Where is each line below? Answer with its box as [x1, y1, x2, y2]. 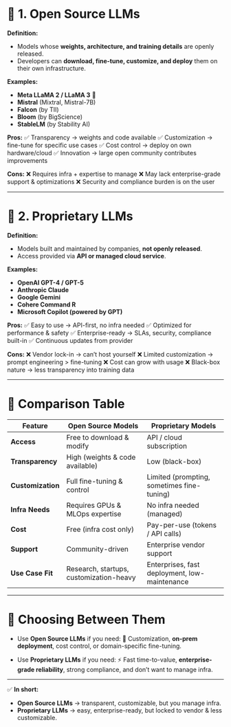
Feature [22, 421, 48, 430]
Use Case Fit [10, 568, 53, 578]
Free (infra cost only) [66, 524, 135, 534]
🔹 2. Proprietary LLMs [7, 209, 133, 224]
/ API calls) [146, 528, 182, 538]
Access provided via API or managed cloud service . [16, 251, 166, 260]
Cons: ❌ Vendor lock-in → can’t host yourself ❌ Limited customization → [7, 350, 214, 358]
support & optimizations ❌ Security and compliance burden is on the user [7, 177, 215, 186]
